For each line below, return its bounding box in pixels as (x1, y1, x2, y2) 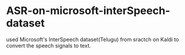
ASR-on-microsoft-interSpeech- (6, 4, 171, 18)
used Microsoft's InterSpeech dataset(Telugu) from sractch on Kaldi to (6, 36, 180, 43)
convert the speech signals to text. (6, 42, 91, 49)
